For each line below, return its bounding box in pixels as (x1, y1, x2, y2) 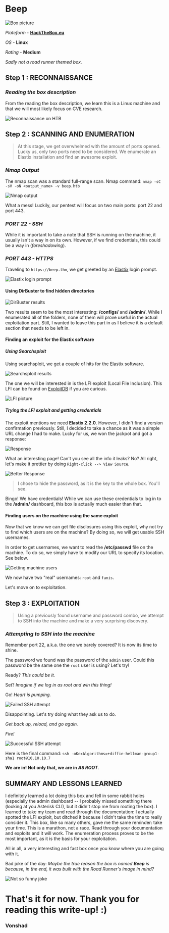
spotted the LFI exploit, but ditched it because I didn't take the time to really (5, 814, 162, 820)
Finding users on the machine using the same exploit (5, 512, 119, 518)
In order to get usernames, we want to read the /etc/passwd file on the (5, 544, 153, 551)
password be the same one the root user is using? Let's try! (5, 662, 130, 668)
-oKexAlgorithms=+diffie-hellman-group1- (71, 751, 160, 757)
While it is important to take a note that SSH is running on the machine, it (5, 232, 156, 238)
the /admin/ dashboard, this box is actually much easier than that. (5, 501, 142, 507)
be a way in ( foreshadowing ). (5, 242, 67, 249)
